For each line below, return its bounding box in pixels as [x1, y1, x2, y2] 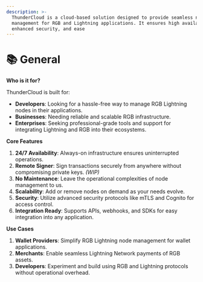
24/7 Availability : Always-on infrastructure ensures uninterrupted [14, 149, 179, 157]
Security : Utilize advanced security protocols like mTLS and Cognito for [14, 194, 195, 202]
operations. [14, 156, 44, 163]
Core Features [6, 138, 43, 145]
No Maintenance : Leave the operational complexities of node [14, 175, 168, 182]
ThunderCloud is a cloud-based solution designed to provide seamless [11, 14, 193, 21]
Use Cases [6, 225, 34, 232]
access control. [14, 200, 54, 208]
